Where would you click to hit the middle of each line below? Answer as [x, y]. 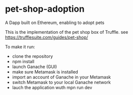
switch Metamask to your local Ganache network [61, 82]
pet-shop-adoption [45, 9]
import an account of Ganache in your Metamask [61, 77]
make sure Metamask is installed [45, 71]
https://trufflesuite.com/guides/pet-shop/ [47, 37]
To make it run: [20, 47]
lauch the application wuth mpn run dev [52, 87]
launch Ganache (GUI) [34, 67]
